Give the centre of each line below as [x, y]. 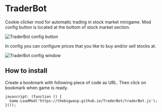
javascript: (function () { [34, 96]
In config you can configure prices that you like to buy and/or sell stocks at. [81, 46]
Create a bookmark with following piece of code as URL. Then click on [76, 82]
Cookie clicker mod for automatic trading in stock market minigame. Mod [78, 22]
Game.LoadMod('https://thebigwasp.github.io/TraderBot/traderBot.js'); [84, 101]
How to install [26, 71]
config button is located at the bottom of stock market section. [68, 27]
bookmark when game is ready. [37, 88]
